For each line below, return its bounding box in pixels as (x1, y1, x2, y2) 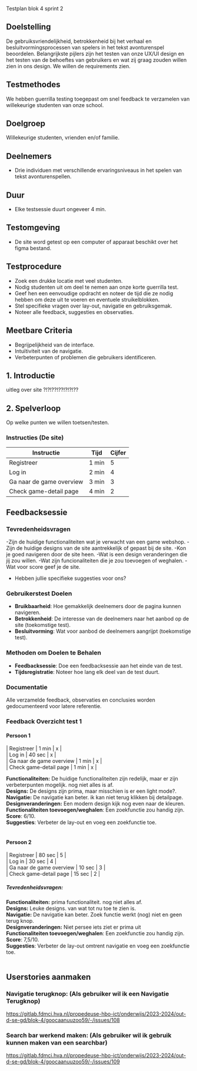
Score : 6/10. (6, 813, 36, 820)
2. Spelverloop (6, 403, 61, 413)
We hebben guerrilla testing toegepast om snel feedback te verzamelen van (6, 95, 190, 102)
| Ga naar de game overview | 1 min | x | (6, 758, 102, 765)
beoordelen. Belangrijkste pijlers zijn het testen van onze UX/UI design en (6, 50, 185, 57)
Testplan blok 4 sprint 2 (6, 5, 64, 12)
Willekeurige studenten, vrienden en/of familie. (6, 134, 120, 141)
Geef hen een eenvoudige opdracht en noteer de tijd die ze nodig (14, 289, 173, 296)
